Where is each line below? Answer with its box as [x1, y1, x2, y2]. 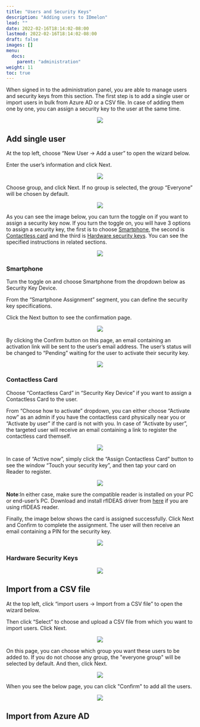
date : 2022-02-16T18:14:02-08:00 [6, 25, 89, 32]
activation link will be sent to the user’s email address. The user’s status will [6, 343, 192, 350]
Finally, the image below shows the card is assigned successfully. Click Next [6, 515, 194, 522]
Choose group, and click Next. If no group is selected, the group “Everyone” [6, 184, 193, 191]
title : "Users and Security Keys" [6, 8, 92, 15]
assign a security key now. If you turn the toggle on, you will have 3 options [6, 219, 191, 227]
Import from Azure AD [6, 711, 90, 722]
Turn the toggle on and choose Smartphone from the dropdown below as [6, 278, 186, 286]
